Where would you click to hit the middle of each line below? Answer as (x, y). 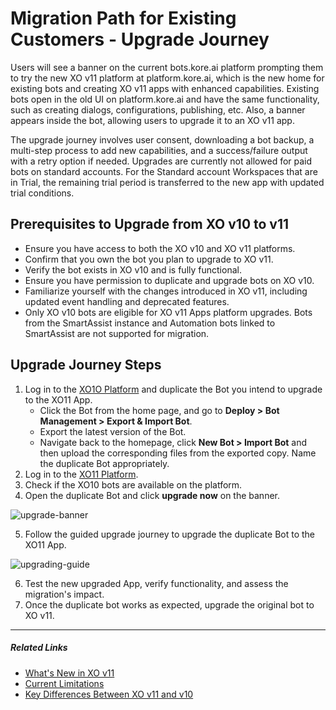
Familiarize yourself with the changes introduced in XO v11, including (166, 291)
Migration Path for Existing (123, 18)
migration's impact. (64, 594)
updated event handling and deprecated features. (127, 301)
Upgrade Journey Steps (86, 365)
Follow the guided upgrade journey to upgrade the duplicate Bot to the (170, 534)
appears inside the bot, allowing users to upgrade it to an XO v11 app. (152, 120)
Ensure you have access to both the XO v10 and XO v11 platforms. (160, 248)
